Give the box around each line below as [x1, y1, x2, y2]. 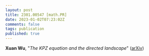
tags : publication [5, 26, 44, 32]
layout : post [5, 7, 33, 13]
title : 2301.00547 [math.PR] [5, 12, 67, 17]
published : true [5, 31, 40, 36]
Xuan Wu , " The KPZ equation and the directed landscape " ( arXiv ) [5, 45, 144, 51]
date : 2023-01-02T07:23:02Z [5, 17, 65, 22]
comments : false [5, 21, 40, 27]
